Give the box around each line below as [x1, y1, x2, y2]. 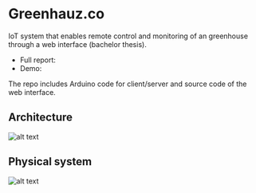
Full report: [19, 55, 56, 65]
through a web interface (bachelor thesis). [8, 39, 148, 49]
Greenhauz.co [8, 5, 105, 23]
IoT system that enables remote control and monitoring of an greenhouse [8, 31, 249, 41]
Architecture [8, 111, 73, 124]
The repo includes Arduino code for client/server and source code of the [8, 79, 247, 89]
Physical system [8, 155, 93, 168]
